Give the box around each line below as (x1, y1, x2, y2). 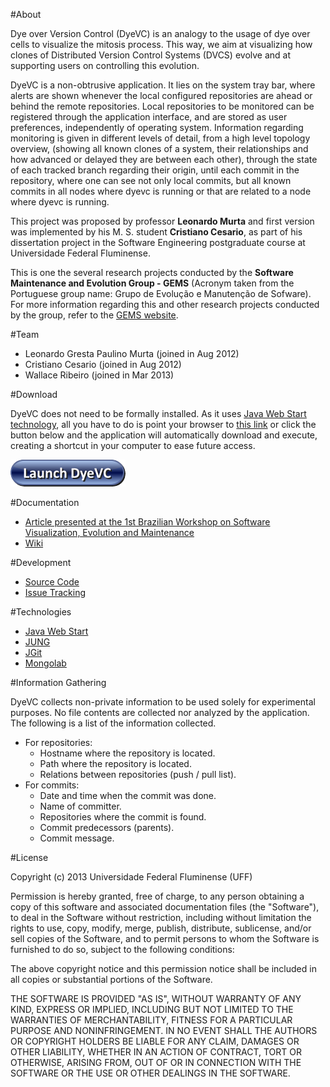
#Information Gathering (10, 677, 107, 688)
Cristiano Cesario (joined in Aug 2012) (24, 359, 182, 370)
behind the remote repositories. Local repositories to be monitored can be (10, 100, 315, 112)
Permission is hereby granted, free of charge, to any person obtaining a (10, 890, 305, 902)
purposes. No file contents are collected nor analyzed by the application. (10, 707, 310, 718)
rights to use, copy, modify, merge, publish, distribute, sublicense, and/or (10, 922, 312, 934)
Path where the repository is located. (39, 758, 192, 769)
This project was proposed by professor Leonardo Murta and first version (10, 215, 315, 227)
